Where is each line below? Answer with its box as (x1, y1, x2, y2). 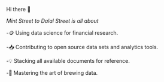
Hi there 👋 (6, 6, 31, 13)
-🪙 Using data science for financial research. (6, 29, 119, 36)
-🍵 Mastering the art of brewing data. (6, 69, 98, 76)
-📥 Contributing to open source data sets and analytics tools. (6, 44, 159, 50)
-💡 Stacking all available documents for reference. (6, 57, 130, 64)
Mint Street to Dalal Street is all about (6, 17, 99, 24)
